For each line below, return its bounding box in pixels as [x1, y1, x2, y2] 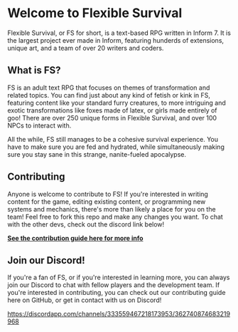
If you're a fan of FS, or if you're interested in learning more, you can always [7, 273, 230, 282]
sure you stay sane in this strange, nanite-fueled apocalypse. [7, 150, 187, 158]
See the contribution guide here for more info [7, 234, 144, 242]
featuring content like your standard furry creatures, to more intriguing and [7, 98, 226, 107]
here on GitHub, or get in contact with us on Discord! [7, 296, 162, 304]
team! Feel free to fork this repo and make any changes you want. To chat [7, 212, 224, 221]
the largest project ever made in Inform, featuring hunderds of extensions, [7, 36, 225, 44]
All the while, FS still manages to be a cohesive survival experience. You [7, 135, 219, 143]
